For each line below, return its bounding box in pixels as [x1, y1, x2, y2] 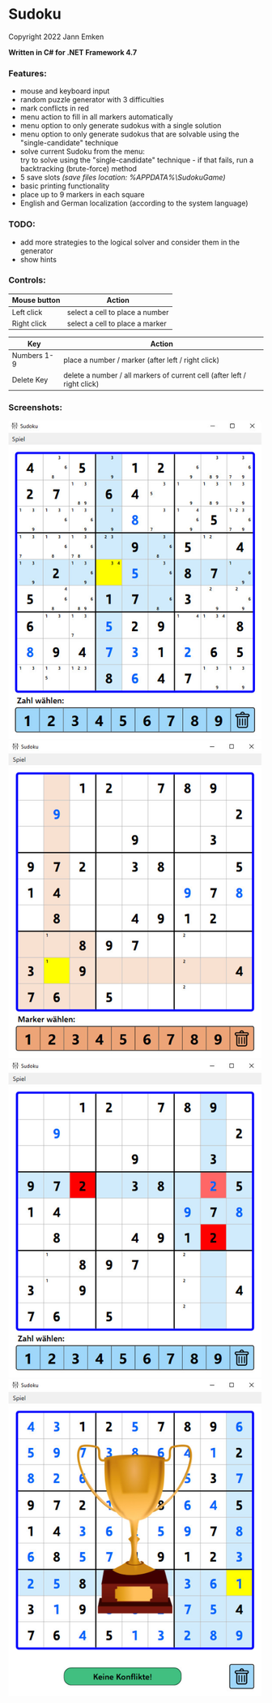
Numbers [11, 351, 43, 361]
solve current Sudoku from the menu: [19, 147, 146, 157]
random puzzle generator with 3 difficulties [19, 95, 164, 105]
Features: [8, 67, 47, 79]
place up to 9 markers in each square [19, 190, 145, 200]
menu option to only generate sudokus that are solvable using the [19, 129, 240, 139]
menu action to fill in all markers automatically [19, 112, 173, 122]
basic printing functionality [19, 181, 110, 191]
